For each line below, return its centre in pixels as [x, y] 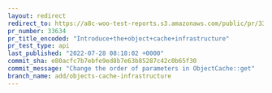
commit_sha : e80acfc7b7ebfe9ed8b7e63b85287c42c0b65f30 [102, 61]
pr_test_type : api [39, 46]
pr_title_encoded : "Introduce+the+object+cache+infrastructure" [119, 38]
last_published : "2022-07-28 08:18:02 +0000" [86, 53]
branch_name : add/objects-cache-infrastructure [90, 76]
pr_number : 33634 [37, 31]
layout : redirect [37, 16]
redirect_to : [30, 23]
